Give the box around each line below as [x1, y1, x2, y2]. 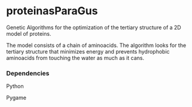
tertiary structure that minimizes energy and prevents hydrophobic [6, 48, 170, 55]
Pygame [6, 94, 27, 102]
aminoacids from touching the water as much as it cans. [6, 54, 145, 61]
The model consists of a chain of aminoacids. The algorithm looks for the [6, 42, 187, 49]
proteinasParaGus [6, 4, 98, 18]
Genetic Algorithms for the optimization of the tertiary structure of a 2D [6, 24, 181, 31]
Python [6, 83, 24, 90]
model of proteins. [6, 30, 51, 37]
